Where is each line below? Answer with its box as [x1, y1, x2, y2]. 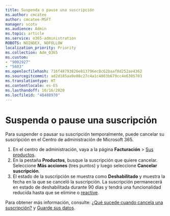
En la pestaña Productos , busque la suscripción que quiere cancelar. [12, 157, 158, 163]
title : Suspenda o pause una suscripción [5, 7, 95, 13]
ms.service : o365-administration [5, 36, 76, 41]
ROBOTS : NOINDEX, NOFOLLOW [5, 41, 63, 46]
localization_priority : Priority [5, 45, 76, 50]
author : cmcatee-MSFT [5, 17, 51, 22]
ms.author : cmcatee [5, 12, 47, 17]
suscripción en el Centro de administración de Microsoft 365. [5, 137, 134, 143]
